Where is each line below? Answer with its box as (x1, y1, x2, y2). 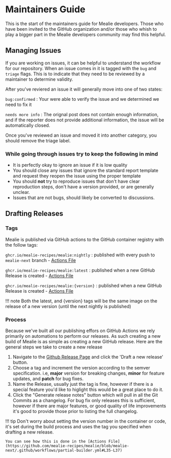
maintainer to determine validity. (5, 76, 73, 82)
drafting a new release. (5, 429, 54, 435)
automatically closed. (5, 122, 50, 128)
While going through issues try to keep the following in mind (5, 150, 158, 157)
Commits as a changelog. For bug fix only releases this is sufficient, (12, 398, 156, 404)
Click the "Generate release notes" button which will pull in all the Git (12, 392, 158, 398)
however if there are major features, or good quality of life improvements (12, 403, 166, 409)
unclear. (12, 189, 30, 195)
